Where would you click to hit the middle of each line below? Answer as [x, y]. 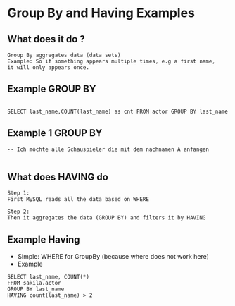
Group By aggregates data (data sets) [64, 55]
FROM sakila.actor [34, 283]
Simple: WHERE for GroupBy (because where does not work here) [113, 257]
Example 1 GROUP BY [55, 133]
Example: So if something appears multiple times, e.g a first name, [112, 61]
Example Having [44, 239]
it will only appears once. [49, 68]
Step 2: [19, 212]
